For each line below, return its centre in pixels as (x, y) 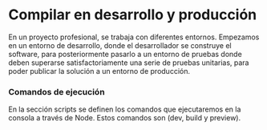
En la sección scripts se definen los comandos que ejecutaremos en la (125, 109)
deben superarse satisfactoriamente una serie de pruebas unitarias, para (129, 63)
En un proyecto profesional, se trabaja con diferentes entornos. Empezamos (134, 37)
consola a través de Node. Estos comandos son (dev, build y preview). (125, 118)
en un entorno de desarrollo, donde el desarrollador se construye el (120, 45)
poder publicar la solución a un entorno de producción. (99, 71)
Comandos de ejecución (57, 91)
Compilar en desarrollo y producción (133, 15)
